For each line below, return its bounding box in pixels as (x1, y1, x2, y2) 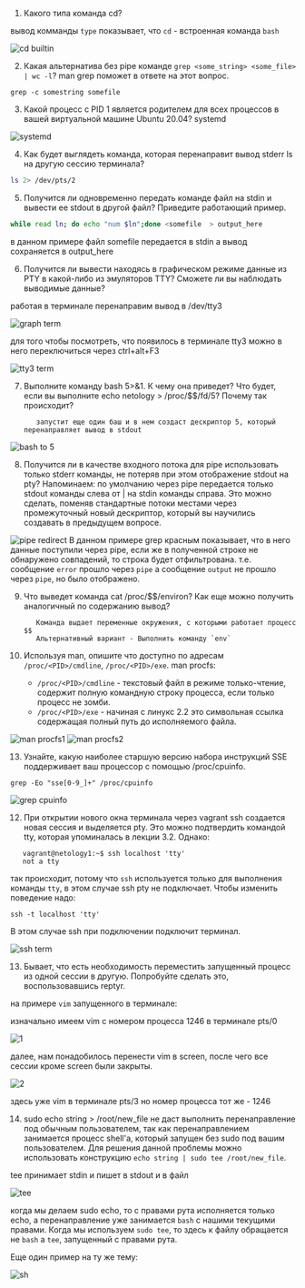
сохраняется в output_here (10, 246, 114, 257)
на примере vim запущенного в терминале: (10, 998, 178, 1009)
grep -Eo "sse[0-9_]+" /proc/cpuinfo (10, 778, 153, 788)
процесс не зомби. (36, 696, 112, 708)
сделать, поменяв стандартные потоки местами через (23, 498, 237, 508)
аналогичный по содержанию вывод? (23, 600, 171, 611)
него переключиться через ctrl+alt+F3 (10, 345, 160, 356)
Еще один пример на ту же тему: (10, 1251, 139, 1263)
